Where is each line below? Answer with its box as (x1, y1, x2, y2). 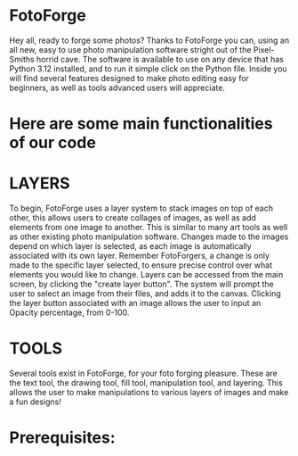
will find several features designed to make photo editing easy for (9, 72, 249, 83)
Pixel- (253, 44, 275, 54)
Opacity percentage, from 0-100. (9, 307, 130, 318)
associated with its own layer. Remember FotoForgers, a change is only (9, 251, 270, 261)
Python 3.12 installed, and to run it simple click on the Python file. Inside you (9, 63, 287, 74)
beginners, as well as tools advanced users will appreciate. (9, 82, 225, 93)
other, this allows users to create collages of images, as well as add (9, 212, 256, 223)
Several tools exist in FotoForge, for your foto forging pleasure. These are (9, 368, 278, 378)
